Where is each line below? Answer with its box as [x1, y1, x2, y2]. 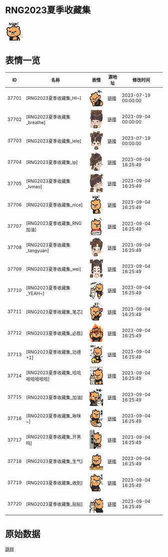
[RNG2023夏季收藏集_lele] [25, 138, 81, 144]
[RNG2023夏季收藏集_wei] [25, 266, 81, 272]
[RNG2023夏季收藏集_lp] [25, 159, 78, 165]
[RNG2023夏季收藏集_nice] [25, 202, 83, 208]
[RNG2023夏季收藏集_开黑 [25, 434, 81, 440]
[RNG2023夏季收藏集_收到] [25, 479, 83, 486]
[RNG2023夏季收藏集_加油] [25, 394, 83, 400]
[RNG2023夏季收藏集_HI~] [25, 95, 81, 101]
